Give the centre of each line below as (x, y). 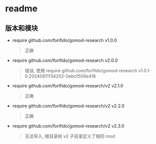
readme (21, 9)
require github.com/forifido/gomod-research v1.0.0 (65, 40)
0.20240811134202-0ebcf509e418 (60, 76)
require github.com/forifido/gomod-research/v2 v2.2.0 (68, 106)
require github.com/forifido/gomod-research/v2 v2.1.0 (68, 86)
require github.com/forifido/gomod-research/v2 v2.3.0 (68, 126)
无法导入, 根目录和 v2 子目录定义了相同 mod (70, 136)
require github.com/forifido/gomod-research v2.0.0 (65, 60)
